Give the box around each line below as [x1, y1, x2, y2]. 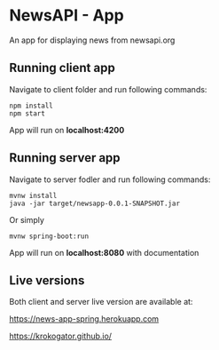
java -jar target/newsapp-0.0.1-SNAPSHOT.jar [9, 199, 180, 208]
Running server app [9, 150, 121, 165]
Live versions [9, 273, 85, 288]
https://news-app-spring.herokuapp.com [9, 314, 160, 324]
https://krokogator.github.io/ [9, 330, 113, 342]
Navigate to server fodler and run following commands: [9, 174, 211, 185]
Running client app [9, 60, 115, 76]
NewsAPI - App [9, 5, 124, 26]
